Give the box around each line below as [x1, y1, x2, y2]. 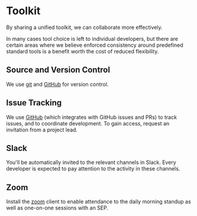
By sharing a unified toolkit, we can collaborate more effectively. [6, 24, 163, 31]
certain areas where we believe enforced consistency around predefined [6, 41, 183, 49]
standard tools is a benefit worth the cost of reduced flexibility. [6, 47, 159, 54]
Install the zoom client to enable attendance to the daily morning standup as [6, 198, 191, 205]
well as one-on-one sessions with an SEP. [6, 204, 108, 211]
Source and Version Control [6, 65, 111, 75]
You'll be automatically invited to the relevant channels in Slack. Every [6, 159, 176, 166]
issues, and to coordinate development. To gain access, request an [6, 120, 170, 127]
